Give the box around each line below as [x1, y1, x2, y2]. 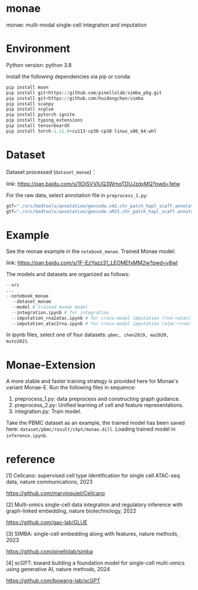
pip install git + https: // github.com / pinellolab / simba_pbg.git [6, 90, 162, 96]
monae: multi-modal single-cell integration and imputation [6, 21, 147, 28]
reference [6, 453, 55, 466]
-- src [6, 282, 19, 288]
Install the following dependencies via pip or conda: [6, 73, 131, 80]
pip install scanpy [6, 101, 54, 107]
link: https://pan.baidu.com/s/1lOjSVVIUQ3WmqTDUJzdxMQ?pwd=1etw [6, 180, 181, 187]
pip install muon [6, 84, 49, 90]
